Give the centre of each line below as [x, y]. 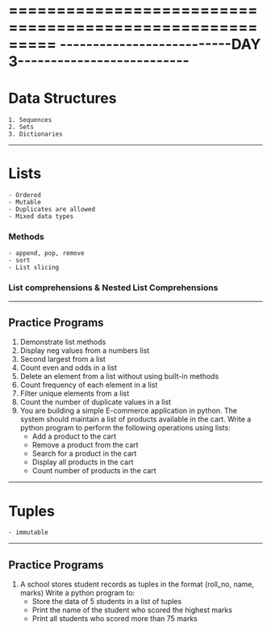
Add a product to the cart [74, 436]
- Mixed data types [41, 216]
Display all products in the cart [83, 462]
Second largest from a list [63, 359]
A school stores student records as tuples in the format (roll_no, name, [137, 584]
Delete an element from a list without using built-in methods [119, 376]
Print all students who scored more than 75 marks [115, 619]
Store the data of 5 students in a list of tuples [107, 602]
